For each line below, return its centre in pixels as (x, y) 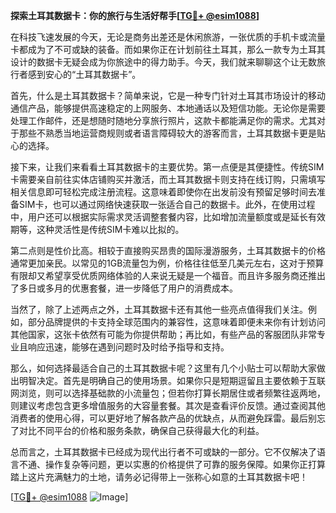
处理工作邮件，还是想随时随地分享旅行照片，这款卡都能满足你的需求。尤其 (163, 120)
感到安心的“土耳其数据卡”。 (84, 74)
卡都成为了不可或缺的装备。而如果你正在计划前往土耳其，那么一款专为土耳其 (168, 49)
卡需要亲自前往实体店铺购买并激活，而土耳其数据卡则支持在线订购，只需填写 (168, 179)
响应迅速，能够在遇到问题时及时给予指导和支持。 (128, 347)
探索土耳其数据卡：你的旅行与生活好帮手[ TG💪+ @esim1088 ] (135, 15)
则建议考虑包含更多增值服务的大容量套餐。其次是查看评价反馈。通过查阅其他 (168, 405)
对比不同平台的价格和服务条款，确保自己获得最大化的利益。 (141, 430)
